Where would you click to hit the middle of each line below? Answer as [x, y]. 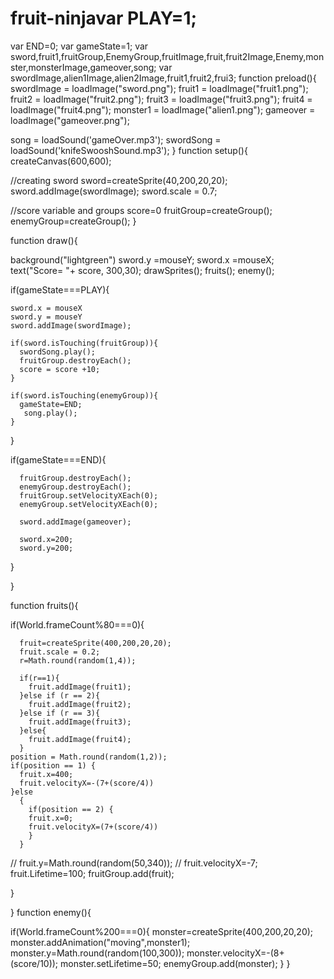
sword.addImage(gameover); [75, 522]
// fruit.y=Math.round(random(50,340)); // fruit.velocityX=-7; [134, 863]
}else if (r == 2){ [60, 695]
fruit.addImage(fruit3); [80, 722]
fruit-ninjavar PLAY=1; [104, 18]
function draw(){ [44, 240]
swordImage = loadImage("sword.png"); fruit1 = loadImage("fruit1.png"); [159, 88]
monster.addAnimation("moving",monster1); [100, 942]
